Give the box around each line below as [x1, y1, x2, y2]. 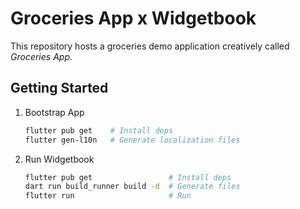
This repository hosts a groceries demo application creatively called [10, 40, 290, 52]
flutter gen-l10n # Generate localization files [24, 135, 241, 145]
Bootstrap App [24, 106, 85, 118]
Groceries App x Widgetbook [10, 7, 257, 30]
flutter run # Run [24, 191, 192, 201]
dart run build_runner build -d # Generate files [24, 182, 241, 192]
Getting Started [10, 80, 109, 97]
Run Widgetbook [24, 153, 95, 165]
